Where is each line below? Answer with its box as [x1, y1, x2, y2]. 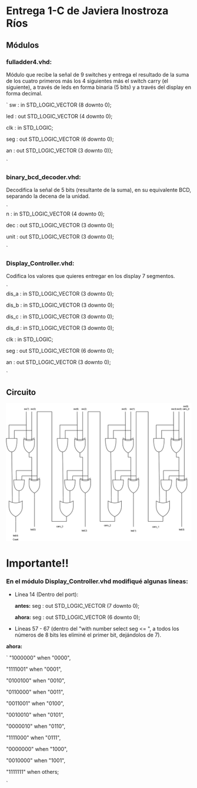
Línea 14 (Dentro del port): [14, 591, 78, 598]
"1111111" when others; [6, 768, 59, 775]
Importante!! [6, 557, 69, 570]
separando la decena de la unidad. [6, 193, 90, 200]
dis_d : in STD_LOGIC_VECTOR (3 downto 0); [6, 325, 115, 332]
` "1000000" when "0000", [6, 654, 71, 661]
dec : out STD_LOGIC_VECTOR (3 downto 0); [6, 222, 115, 229]
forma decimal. [6, 90, 43, 97]
